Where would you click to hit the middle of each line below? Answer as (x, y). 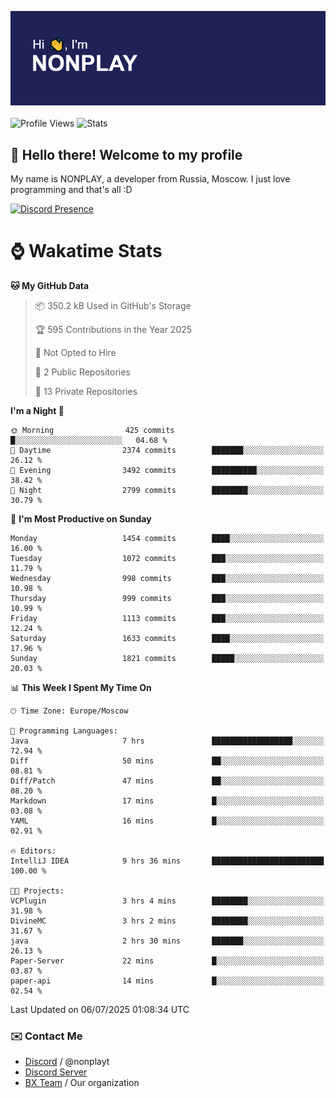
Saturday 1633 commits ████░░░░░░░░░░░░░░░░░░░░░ (167, 638)
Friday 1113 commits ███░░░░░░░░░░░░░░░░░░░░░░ (167, 618)
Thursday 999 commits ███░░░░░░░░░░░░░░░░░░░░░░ (167, 598)
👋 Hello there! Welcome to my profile (126, 154)
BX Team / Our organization (82, 1083)
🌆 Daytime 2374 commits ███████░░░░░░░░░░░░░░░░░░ (167, 450)
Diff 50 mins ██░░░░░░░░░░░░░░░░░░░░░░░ (167, 761)
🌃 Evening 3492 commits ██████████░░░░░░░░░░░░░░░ (167, 470)
